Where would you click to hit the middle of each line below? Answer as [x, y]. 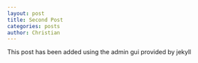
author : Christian [34, 33]
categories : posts [34, 26]
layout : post [26, 13]
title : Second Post [35, 20]
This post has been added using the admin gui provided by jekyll [99, 52]
